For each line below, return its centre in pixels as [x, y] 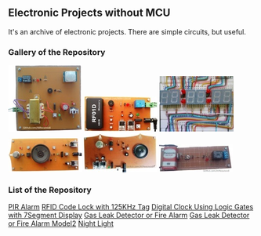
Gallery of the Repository [57, 52]
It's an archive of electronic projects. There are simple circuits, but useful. [127, 31]
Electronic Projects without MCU [89, 13]
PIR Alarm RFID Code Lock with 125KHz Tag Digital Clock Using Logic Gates [131, 207]
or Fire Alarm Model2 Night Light [61, 223]
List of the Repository [50, 190]
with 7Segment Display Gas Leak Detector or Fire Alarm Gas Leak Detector [129, 216]
